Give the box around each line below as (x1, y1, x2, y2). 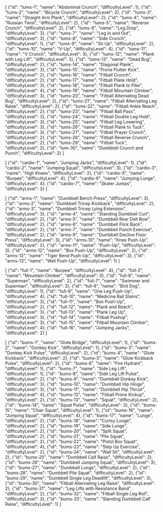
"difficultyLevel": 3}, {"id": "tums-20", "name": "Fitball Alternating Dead (5, 93, 149, 99)
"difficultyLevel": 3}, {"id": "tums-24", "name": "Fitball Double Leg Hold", (5, 114, 152, 119)
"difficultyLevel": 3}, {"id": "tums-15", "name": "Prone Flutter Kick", (5, 67, 140, 73)
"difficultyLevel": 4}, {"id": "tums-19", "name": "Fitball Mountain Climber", (5, 88, 153, 93)
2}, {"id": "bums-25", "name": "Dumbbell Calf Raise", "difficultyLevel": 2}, (5, 454, 153, 460)
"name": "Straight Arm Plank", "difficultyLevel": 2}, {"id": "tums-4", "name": (5, 15, 158, 20)
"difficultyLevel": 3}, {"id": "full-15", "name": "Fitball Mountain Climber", (5, 320, 149, 325)
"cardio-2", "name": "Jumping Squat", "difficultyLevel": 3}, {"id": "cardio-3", (5, 165, 158, 171)
